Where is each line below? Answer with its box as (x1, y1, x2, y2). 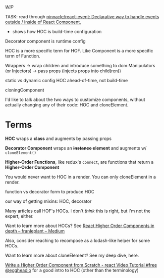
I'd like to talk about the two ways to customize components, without (5, 96, 145, 102)
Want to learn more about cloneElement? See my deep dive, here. (5, 252, 139, 258)
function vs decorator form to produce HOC (5, 188, 95, 194)
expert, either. (5, 213, 34, 219)
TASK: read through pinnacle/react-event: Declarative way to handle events (5, 14, 160, 19)
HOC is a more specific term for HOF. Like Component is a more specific (5, 48, 154, 53)
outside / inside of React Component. (5, 19, 81, 25)
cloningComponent (5, 87, 45, 93)
